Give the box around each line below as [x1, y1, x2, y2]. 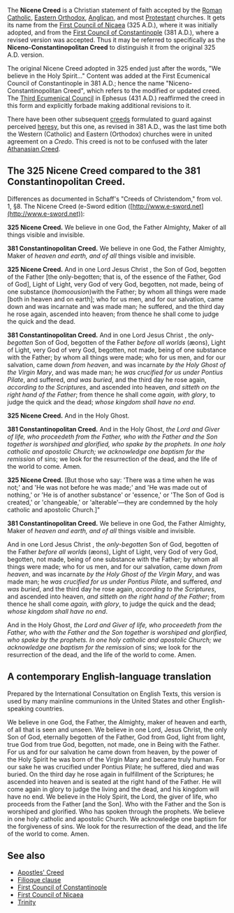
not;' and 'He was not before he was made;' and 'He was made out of [7, 483, 207, 491]
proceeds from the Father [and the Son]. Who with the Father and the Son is [7, 799, 226, 808]
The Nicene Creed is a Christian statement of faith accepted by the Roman [7, 6, 222, 14]
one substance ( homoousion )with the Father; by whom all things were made [7, 287, 226, 296]
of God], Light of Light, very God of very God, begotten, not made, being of [7, 280, 224, 288]
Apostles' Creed [17, 868, 64, 877]
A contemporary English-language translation [7, 671, 212, 682]
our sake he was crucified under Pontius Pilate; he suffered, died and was [7, 762, 220, 771]
